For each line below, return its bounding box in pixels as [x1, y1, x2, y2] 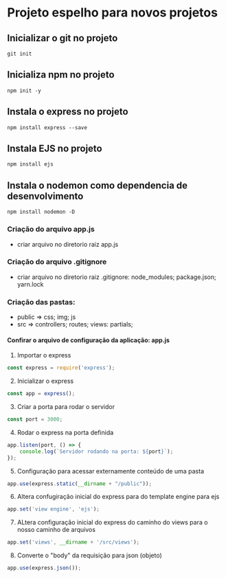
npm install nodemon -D [7, 208, 76, 216]
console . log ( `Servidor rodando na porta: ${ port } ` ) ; [19, 448, 174, 455]
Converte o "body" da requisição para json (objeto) [16, 551, 163, 559]
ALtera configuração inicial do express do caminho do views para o [16, 518, 208, 526]
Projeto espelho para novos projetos [7, 5, 218, 21]
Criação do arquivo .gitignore [7, 257, 107, 267]
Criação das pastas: [7, 297, 76, 307]
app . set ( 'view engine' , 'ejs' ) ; [7, 506, 100, 513]
